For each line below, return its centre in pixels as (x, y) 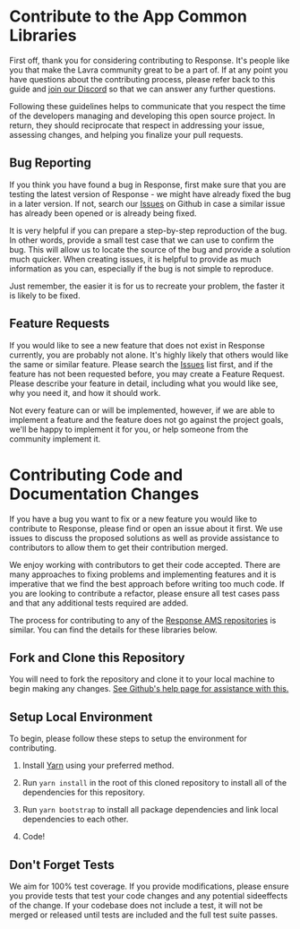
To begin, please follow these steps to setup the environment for (129, 739)
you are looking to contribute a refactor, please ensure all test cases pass (145, 593)
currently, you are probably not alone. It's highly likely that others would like (149, 355)
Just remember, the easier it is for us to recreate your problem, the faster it (147, 286)
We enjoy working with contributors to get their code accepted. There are (145, 564)
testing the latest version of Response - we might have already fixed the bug (150, 194)
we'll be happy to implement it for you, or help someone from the (129, 429)
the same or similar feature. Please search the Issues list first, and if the (141, 364)
